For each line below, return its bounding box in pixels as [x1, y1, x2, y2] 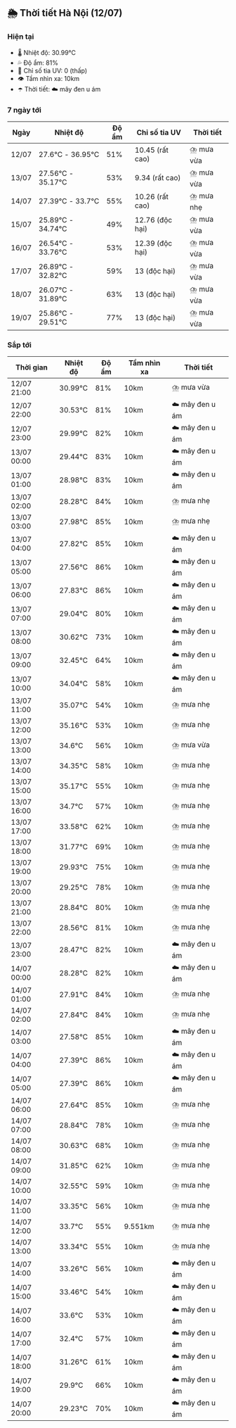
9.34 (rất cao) [134, 173, 181, 183]
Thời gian [15, 362, 48, 372]
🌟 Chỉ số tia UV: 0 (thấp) [17, 66, 88, 75]
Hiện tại [7, 32, 34, 42]
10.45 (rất [134, 145, 169, 155]
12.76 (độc [134, 215, 173, 225]
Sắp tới [7, 340, 32, 350]
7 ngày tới [7, 105, 42, 115]
